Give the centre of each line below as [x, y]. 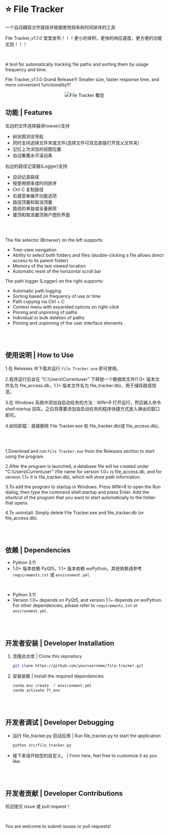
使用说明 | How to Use [39, 355]
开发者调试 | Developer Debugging [60, 723]
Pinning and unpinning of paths [45, 312]
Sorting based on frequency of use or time [57, 296]
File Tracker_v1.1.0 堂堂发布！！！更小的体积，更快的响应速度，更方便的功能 [84, 38]
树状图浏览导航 [28, 136]
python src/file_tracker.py [42, 745]
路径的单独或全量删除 [34, 208]
